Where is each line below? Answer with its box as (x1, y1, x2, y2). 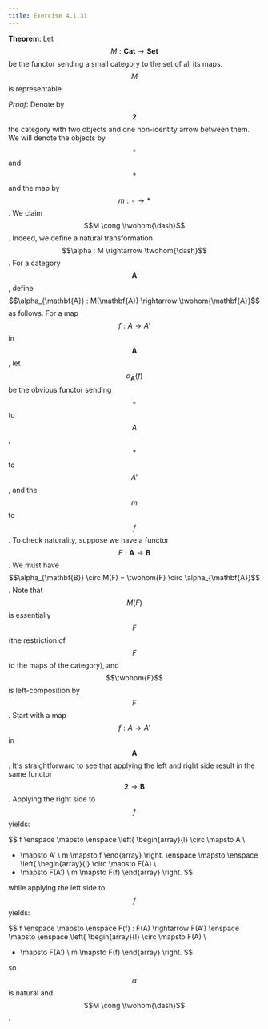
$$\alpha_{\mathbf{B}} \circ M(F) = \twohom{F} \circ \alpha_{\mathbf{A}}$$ (8, 573, 261, 583)
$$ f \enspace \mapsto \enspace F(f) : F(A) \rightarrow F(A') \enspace (8, 923, 240, 934)
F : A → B (118, 548, 151, 558)
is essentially (8, 611, 51, 620)
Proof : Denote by (8, 99, 65, 109)
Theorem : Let (8, 34, 54, 43)
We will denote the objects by (8, 133, 106, 143)
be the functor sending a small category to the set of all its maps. (8, 59, 223, 68)
